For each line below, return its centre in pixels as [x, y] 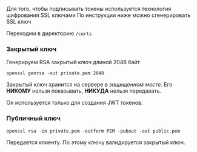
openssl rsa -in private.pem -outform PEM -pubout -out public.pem [93, 131]
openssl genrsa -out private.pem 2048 [55, 73]
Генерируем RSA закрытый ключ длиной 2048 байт [73, 62]
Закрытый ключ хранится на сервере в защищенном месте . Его [89, 85]
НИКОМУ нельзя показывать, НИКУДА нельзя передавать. [84, 91]
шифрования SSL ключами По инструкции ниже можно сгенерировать [98, 15]
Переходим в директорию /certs [49, 33]
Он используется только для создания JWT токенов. [75, 103]
